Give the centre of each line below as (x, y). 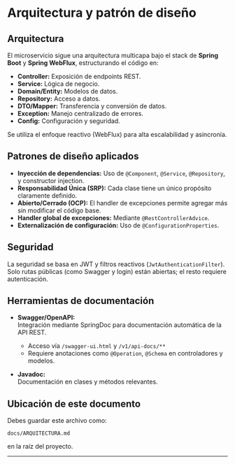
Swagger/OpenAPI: (46, 318)
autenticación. (28, 279)
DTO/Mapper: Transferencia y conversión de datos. (92, 106)
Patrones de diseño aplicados (73, 156)
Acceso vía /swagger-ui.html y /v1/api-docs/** (97, 346)
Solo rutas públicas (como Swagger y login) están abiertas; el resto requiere (117, 271)
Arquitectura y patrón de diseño (102, 13)
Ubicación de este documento (74, 404)
